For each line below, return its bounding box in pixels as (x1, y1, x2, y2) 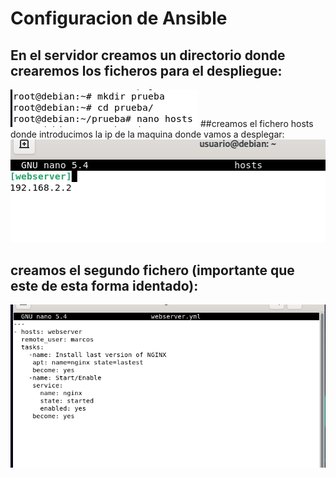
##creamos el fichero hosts (199, 118, 314, 129)
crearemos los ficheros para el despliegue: (10, 62, 283, 79)
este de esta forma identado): (10, 278, 199, 295)
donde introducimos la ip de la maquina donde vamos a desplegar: (10, 128, 285, 140)
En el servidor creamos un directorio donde (10, 47, 286, 64)
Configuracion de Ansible (10, 7, 228, 30)
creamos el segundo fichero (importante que (10, 262, 295, 279)
